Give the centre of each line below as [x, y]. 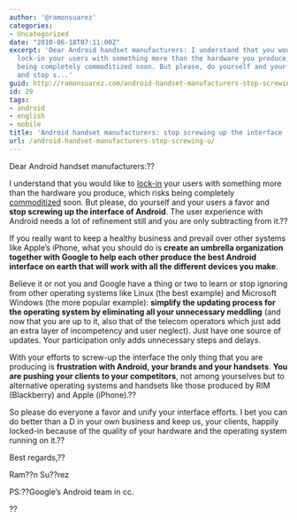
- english [27, 116]
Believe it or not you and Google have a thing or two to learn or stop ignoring [148, 283]
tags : [19, 100]
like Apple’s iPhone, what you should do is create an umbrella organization [146, 247]
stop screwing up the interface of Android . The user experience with [136, 211]
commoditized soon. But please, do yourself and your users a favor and [139, 202]
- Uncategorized [39, 34]
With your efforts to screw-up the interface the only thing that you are [136, 357]
